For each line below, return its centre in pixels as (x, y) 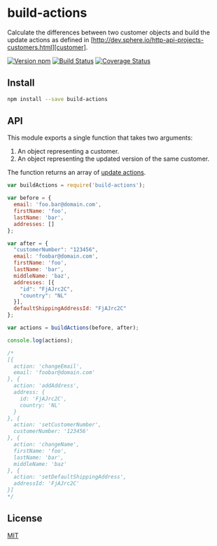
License (25, 518)
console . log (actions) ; (40, 340)
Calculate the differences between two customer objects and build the (108, 32)
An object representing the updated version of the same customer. (113, 159)
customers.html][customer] (47, 47)
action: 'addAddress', (47, 386)
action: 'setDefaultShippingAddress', (70, 477)
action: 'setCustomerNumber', (57, 425)
